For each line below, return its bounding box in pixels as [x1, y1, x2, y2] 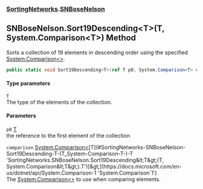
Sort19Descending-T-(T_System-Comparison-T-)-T [6, 150, 134, 158]
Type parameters [6, 80, 51, 87]
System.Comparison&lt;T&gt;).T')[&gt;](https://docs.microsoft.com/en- [6, 163, 182, 170]
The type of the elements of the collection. [6, 98, 112, 105]
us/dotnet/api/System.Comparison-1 [6, 169, 97, 176]
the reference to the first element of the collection [6, 132, 130, 140]
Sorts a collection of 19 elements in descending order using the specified [6, 49, 188, 56]
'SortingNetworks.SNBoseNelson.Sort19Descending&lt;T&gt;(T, [6, 156, 164, 164]
